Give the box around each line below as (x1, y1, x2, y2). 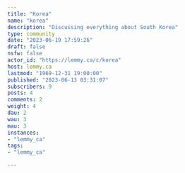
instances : (7, 129, 40, 136)
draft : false (7, 43, 46, 50)
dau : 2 (7, 109, 27, 116)
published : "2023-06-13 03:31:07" (7, 76, 109, 84)
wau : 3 (7, 116, 27, 123)
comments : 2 (7, 96, 42, 104)
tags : (7, 143, 23, 150)
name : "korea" (7, 17, 49, 24)
